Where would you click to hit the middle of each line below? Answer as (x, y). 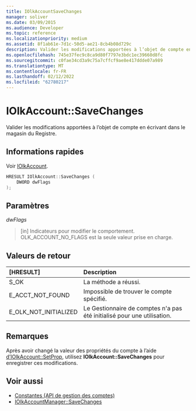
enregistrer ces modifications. (42, 362)
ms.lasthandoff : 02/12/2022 (40, 77)
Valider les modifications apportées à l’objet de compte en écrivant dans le (96, 127)
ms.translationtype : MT (35, 66)
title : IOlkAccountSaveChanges (44, 11)
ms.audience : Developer (35, 28)
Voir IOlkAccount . (27, 166)
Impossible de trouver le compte (128, 291)
